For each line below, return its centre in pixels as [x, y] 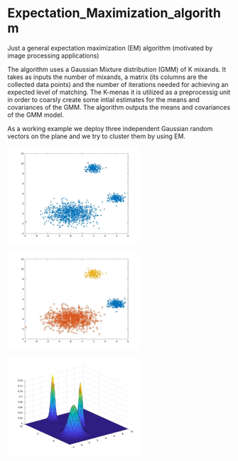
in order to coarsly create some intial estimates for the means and [104, 99]
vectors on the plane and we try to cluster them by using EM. [97, 136]
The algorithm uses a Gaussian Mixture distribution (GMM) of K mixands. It [117, 69]
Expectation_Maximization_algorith [114, 13]
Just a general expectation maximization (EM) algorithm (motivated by [110, 48]
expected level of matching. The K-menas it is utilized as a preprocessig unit [119, 92]
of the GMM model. [36, 115]
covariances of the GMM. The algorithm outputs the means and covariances [119, 107]
